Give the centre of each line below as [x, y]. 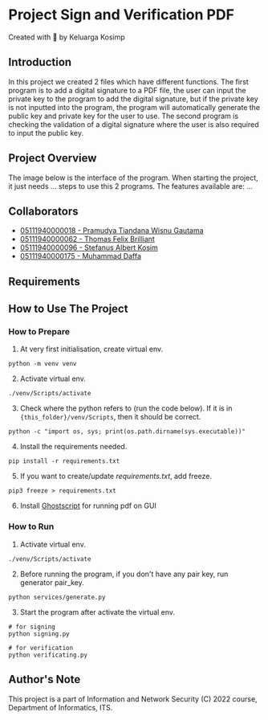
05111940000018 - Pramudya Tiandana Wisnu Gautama [112, 231]
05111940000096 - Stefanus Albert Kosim [89, 247]
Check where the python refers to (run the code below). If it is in [126, 408]
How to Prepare [39, 332]
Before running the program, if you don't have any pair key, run [124, 574]
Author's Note [45, 679]
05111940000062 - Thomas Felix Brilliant [87, 239]
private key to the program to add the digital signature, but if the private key [133, 99]
